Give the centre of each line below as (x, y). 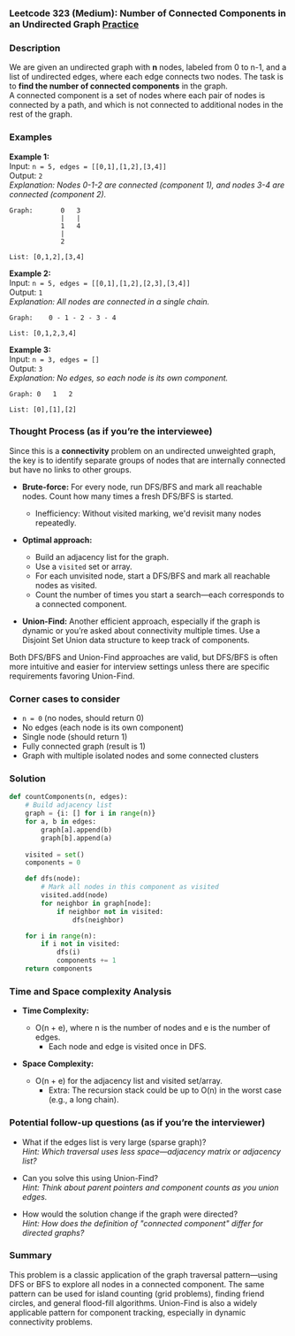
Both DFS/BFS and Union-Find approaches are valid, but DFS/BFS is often (144, 656)
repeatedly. (56, 522)
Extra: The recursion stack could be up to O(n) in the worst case (165, 1090)
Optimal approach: (57, 540)
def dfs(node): (53, 879)
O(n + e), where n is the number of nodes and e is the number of (153, 1028)
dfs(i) (68, 952)
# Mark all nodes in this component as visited (130, 887)
